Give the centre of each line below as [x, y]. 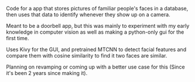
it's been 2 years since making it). [47, 73]
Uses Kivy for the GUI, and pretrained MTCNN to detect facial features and [96, 49]
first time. [18, 38]
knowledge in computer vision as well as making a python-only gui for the [95, 32]
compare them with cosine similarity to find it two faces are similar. [87, 56]
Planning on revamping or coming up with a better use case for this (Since [96, 67]
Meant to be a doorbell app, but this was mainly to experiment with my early [98, 26]
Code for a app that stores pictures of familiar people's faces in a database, [97, 8]
